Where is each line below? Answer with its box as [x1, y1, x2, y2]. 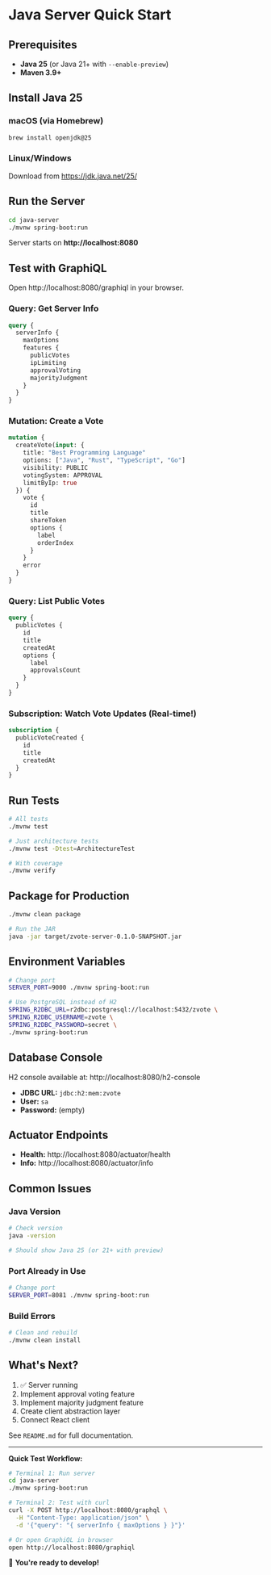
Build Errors [8, 1310, 56, 1322]
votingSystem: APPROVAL [23, 471, 103, 480]
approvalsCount [29, 666, 81, 675]
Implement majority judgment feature [19, 1397, 144, 1407]
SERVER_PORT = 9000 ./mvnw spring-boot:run [8, 983, 150, 992]
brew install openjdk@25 [8, 133, 92, 142]
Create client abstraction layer [19, 1406, 121, 1416]
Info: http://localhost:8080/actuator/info [19, 1158, 154, 1168]
